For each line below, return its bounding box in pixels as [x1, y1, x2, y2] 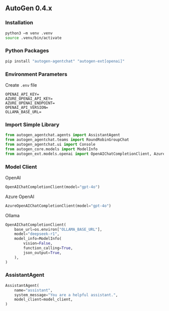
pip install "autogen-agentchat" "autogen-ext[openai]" [5, 58, 125, 64]
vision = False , [23, 241, 53, 246]
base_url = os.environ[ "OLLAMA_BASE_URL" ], [14, 227, 102, 232]
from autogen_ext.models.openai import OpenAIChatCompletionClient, [5, 151, 152, 156]
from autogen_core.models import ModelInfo [5, 146, 98, 152]
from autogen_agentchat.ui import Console [5, 142, 96, 147]
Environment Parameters [5, 71, 68, 78]
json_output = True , [23, 250, 62, 255]
